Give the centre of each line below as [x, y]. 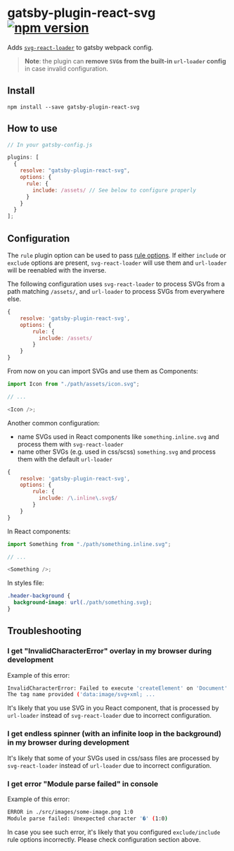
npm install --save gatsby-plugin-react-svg [73, 107]
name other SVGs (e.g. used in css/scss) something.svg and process [117, 452]
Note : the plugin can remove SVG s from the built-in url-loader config [125, 61]
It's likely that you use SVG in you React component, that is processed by [113, 708]
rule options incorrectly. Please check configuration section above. [104, 839]
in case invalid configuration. [66, 68]
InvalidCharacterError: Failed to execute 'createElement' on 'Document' [118, 688]
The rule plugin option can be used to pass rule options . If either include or [117, 255]
